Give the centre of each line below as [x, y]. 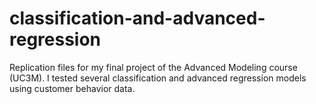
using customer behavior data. [72, 88]
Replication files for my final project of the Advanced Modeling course [153, 67]
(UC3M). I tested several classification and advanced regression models [158, 78]
